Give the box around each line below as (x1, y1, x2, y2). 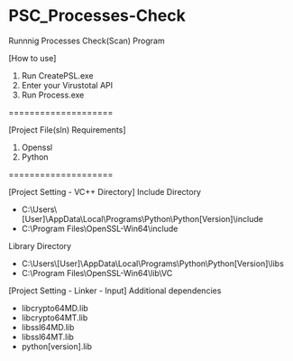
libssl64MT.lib (21, 331, 74, 342)
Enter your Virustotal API (21, 79, 114, 90)
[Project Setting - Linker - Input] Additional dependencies (8, 285, 222, 296)
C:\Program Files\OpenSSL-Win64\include (21, 223, 179, 234)
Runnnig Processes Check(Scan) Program (8, 35, 165, 46)
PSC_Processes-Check (8, 5, 186, 26)
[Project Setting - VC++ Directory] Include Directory (8, 186, 202, 197)
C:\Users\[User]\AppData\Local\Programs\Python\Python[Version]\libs (21, 258, 285, 269)
